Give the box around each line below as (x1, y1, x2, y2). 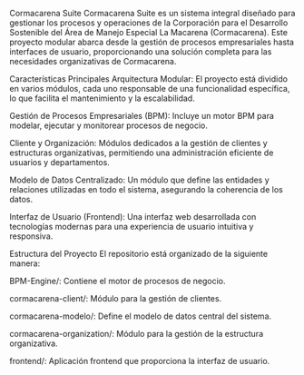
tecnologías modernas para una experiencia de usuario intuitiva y (9, 222, 254, 232)
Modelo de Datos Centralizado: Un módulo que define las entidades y (9, 174, 270, 185)
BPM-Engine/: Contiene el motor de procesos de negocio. (9, 276, 226, 286)
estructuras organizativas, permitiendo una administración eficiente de (9, 147, 274, 158)
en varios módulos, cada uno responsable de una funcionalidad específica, (9, 84, 290, 94)
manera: (9, 258, 41, 269)
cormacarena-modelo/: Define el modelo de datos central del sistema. (9, 311, 272, 321)
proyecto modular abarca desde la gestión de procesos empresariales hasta (9, 36, 295, 47)
